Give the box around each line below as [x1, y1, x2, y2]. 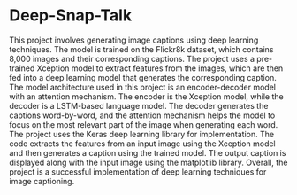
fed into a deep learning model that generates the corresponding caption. [9, 72, 277, 82]
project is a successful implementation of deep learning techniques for [9, 166, 267, 177]
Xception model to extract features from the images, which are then [36, 63, 284, 74]
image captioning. [9, 175, 75, 186]
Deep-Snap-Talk [9, 5, 133, 26]
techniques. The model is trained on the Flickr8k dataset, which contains [9, 43, 274, 54]
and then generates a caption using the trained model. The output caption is [9, 147, 286, 158]
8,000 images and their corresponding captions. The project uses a [9, 53, 255, 64]
